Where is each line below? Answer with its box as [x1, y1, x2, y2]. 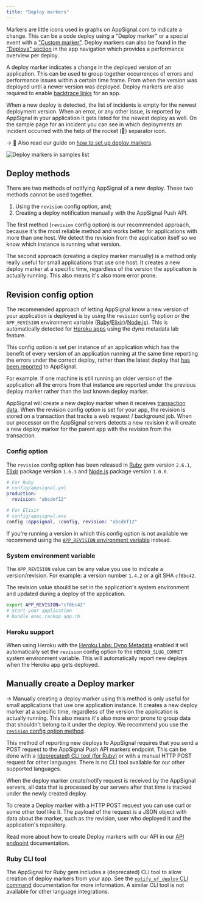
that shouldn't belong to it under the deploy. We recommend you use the [6, 720, 189, 728]
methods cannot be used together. [6, 191, 93, 198]
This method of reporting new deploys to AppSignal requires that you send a [6, 739, 199, 746]
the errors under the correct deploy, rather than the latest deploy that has [6, 356, 191, 364]
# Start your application [6, 608, 72, 614]
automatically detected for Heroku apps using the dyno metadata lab [6, 325, 179, 332]
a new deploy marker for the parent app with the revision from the [6, 425, 172, 433]
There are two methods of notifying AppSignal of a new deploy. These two [6, 184, 194, 192]
